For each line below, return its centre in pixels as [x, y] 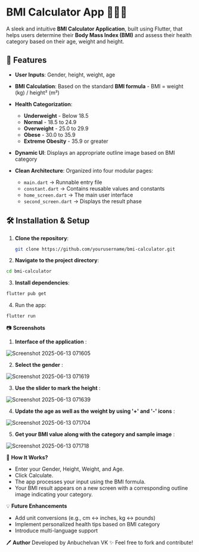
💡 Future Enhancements [37, 506]
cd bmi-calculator [29, 271]
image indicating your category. [54, 495]
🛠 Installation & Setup [48, 221]
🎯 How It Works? [27, 458]
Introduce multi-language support [56, 530]
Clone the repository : [42, 238]
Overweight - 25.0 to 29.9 [56, 128]
